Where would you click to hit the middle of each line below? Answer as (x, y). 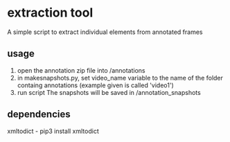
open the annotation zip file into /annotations (81, 70)
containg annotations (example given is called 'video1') (96, 85)
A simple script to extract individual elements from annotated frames (105, 32)
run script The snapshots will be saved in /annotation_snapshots (109, 92)
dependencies (39, 115)
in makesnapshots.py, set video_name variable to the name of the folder (120, 78)
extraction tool (50, 13)
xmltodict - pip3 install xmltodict (53, 131)
